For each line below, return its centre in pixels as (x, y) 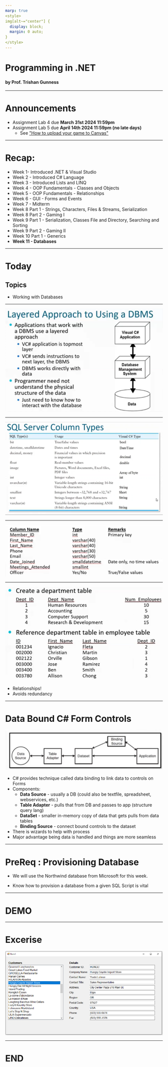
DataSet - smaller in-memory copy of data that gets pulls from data (89, 816)
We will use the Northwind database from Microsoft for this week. (80, 876)
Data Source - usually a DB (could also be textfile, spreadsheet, (85, 794)
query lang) (32, 810)
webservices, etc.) (39, 800)
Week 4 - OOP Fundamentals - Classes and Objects (66, 188)
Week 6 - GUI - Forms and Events (47, 199)
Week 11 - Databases (34, 242)
